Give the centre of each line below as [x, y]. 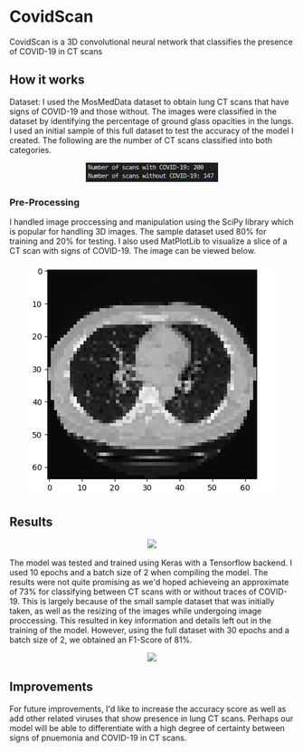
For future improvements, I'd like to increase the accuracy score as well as [148, 709]
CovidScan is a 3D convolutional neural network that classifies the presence [151, 42]
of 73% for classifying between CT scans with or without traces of [133, 592]
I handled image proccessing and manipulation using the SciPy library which [151, 222]
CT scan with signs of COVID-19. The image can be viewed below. [133, 251]
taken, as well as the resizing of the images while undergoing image [136, 611]
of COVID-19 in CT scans [56, 51]
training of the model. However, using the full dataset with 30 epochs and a [149, 630]
